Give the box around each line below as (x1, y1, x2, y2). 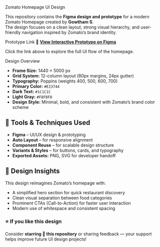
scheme (12, 105, 29, 110)
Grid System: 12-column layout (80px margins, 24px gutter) (12, 73, 134, 78)
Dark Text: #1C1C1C (12, 89, 51, 94)
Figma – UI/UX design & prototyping (12, 132, 86, 138)
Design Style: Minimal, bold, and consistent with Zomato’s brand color (12, 99, 155, 105)
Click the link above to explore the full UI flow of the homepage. (5, 49, 134, 54)
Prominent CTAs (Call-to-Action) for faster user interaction (12, 200, 131, 206)
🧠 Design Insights (5, 167, 60, 176)
